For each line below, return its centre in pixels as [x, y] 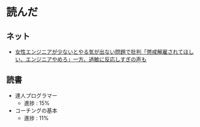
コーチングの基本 [36, 110]
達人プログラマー [36, 95]
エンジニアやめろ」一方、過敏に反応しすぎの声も [86, 59]
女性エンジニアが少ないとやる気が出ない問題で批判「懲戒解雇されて [99, 52]
